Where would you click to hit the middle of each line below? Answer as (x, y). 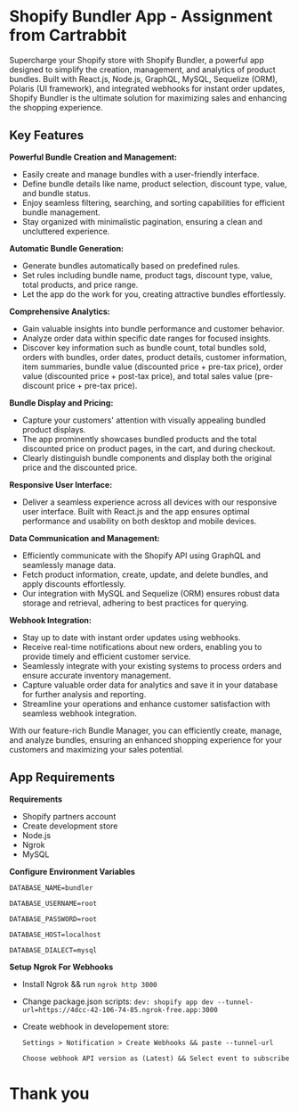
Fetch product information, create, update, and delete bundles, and (145, 574)
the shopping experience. (56, 107)
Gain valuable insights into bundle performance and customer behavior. (153, 328)
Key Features (47, 136)
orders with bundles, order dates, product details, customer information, (154, 357)
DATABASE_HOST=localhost (55, 935)
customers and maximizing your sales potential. (97, 749)
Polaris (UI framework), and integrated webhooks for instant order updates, (147, 88)
